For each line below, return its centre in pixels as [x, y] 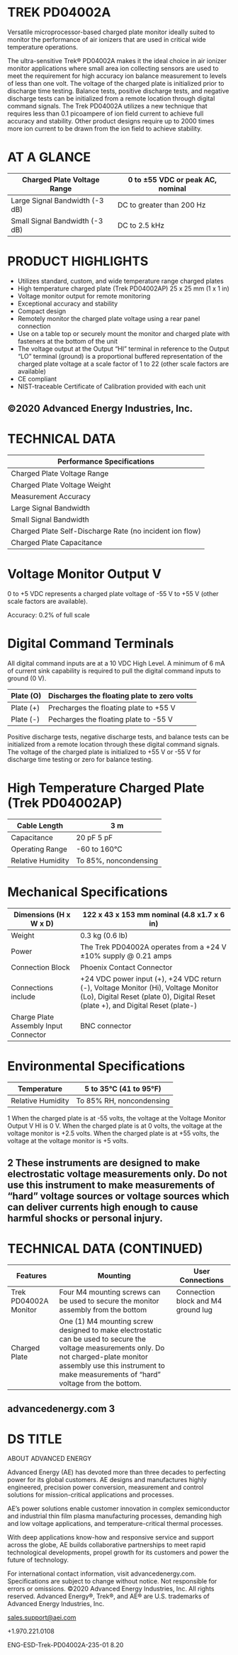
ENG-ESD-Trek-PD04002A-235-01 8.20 [66, 1645]
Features [32, 1276]
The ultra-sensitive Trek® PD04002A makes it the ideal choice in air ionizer [117, 60]
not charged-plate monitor [104, 1357]
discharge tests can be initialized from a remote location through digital [111, 98]
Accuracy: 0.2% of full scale [49, 615]
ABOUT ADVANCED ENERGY [50, 1459]
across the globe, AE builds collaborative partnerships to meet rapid [107, 1545]
